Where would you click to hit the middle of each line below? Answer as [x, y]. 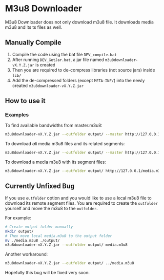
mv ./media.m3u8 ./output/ [32, 240]
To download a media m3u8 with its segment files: [56, 162]
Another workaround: [26, 254]
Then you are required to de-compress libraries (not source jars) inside [83, 70]
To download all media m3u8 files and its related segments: [65, 144]
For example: [18, 217]
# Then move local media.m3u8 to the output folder [59, 236]
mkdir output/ [20, 231]
